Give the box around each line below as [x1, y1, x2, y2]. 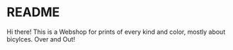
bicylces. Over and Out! [6, 35, 76, 43]
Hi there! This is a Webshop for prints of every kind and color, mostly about [6, 27, 226, 36]
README [6, 4, 60, 20]
